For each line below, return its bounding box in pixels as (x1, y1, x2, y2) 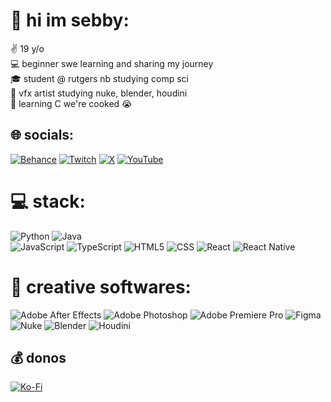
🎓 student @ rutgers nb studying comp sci (10, 72, 190, 84)
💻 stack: (10, 190, 86, 213)
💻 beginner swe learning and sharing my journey (10, 57, 214, 69)
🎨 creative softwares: (10, 275, 192, 298)
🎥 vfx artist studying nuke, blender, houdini (10, 87, 188, 99)
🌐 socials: (10, 127, 75, 144)
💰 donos (10, 350, 67, 367)
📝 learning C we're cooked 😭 (10, 97, 133, 109)
